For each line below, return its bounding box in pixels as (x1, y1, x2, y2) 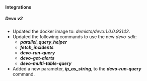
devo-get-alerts (20, 55, 55, 61)
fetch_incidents (20, 44, 54, 50)
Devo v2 (5, 16, 23, 22)
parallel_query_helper (20, 39, 67, 45)
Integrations (5, 4, 32, 10)
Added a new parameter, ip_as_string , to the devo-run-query (12, 65, 142, 71)
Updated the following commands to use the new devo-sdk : (12, 33, 137, 40)
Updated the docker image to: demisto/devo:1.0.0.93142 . (12, 28, 130, 34)
